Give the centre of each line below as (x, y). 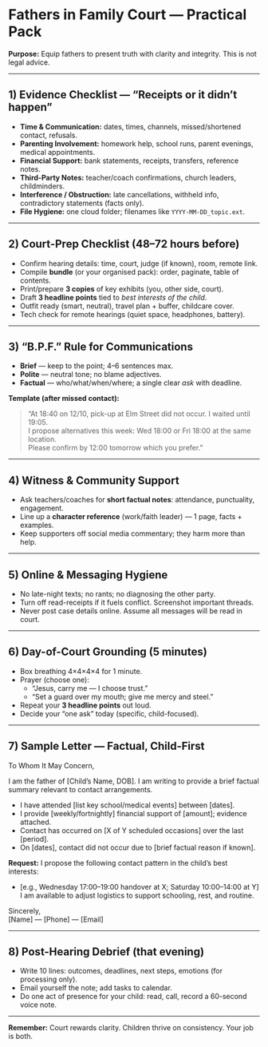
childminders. (42, 186)
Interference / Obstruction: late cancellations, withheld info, (119, 194)
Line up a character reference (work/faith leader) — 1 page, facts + (131, 517)
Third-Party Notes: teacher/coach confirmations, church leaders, (128, 177)
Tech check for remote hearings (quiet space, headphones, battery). (132, 314)
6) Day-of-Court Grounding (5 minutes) (108, 652)
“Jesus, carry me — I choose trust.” (90, 688)
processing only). (49, 979)
